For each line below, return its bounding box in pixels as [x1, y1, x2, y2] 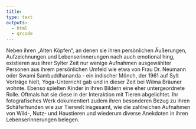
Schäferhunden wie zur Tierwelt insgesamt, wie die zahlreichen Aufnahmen [6, 104, 191, 111]
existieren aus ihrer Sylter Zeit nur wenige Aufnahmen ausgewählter [6, 60, 172, 67]
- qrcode [11, 31, 33, 37]
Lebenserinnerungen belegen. [6, 116, 80, 123]
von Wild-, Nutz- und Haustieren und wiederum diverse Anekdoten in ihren [6, 110, 188, 117]
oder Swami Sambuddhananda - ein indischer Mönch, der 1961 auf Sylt [6, 72, 179, 79]
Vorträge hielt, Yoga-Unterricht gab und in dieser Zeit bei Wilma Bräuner [6, 78, 182, 86]
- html [11, 25, 28, 31]
